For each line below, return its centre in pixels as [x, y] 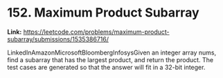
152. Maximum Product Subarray [103, 13]
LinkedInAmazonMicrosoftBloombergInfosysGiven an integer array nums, [112, 52]
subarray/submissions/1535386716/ [58, 39]
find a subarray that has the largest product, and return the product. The [110, 59]
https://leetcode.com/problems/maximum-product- [96, 32]
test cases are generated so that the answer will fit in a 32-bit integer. [106, 67]
